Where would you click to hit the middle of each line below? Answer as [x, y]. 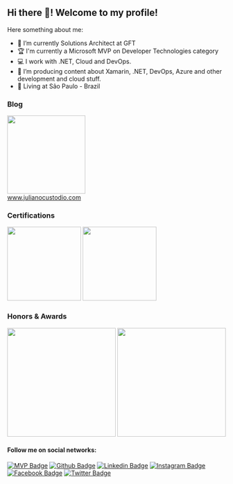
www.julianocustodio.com [44, 197]
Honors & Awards [37, 316]
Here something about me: [45, 29]
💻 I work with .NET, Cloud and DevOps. [74, 61]
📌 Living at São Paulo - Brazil [59, 86]
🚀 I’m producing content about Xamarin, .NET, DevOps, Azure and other [119, 71]
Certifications [31, 216]
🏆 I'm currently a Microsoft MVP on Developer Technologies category [118, 51]
